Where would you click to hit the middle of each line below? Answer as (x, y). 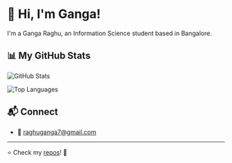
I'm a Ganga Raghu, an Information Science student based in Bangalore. (109, 33)
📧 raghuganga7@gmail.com (57, 132)
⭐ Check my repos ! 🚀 (37, 152)
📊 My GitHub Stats (49, 56)
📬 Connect (33, 112)
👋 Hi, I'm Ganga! (54, 14)
